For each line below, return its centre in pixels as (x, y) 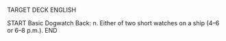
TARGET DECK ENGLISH (42, 10)
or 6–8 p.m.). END (32, 30)
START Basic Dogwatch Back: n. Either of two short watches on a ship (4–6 (113, 23)
